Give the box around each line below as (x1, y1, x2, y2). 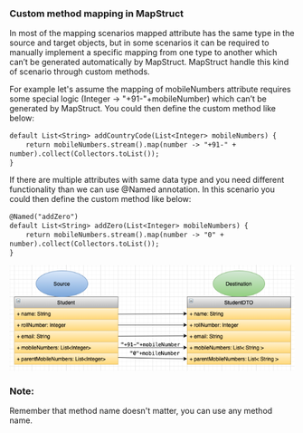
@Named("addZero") (9, 212, 79, 222)
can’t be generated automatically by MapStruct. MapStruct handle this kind (9, 57, 289, 68)
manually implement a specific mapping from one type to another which (9, 47, 278, 58)
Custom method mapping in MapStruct (9, 7, 184, 20)
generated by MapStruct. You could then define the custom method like (9, 103, 276, 114)
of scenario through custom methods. (9, 66, 151, 77)
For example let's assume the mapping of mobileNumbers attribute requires (9, 84, 291, 95)
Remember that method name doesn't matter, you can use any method (9, 405, 273, 416)
